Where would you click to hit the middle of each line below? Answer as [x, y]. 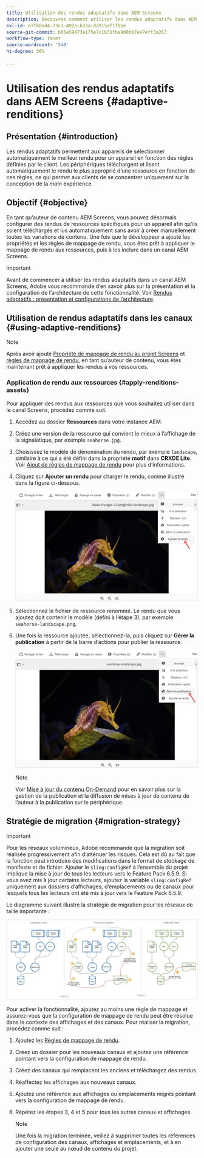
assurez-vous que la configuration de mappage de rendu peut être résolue [100, 1015]
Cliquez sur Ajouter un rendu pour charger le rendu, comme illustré [100, 476]
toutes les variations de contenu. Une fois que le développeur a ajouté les [98, 236]
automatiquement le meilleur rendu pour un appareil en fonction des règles [100, 157]
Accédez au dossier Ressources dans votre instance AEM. [89, 422]
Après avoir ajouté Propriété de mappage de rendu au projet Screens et [96, 354]
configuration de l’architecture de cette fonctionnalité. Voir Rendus [89, 292]
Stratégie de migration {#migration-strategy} [93, 821]
